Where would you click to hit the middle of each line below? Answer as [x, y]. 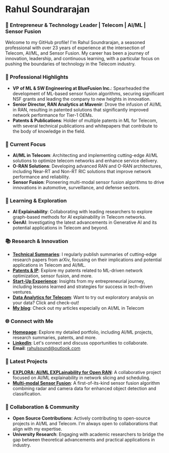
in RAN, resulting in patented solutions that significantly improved [80, 109]
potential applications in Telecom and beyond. [60, 228]
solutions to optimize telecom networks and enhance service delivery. [85, 161]
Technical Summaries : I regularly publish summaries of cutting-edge [84, 254]
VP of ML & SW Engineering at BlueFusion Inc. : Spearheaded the [81, 88]
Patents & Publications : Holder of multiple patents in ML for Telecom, [85, 120]
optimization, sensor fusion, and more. [52, 276]
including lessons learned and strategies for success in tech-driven [82, 286]
